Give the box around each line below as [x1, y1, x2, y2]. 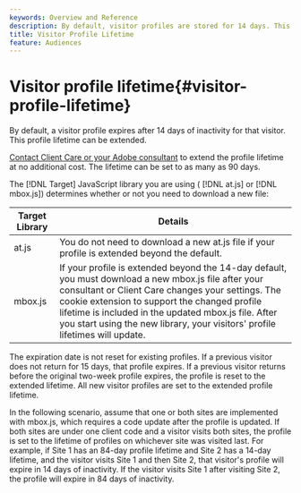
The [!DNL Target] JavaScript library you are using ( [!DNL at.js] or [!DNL [9, 179, 278, 190]
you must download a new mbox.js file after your [59, 273, 264, 285]
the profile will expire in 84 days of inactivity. [9, 473, 175, 484]
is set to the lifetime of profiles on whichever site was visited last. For [9, 436, 264, 446]
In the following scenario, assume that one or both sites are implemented [9, 407, 279, 418]
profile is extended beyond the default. [59, 247, 222, 259]
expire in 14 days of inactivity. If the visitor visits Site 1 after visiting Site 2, [9, 464, 280, 475]
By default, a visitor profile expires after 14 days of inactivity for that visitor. [9, 125, 287, 136]
